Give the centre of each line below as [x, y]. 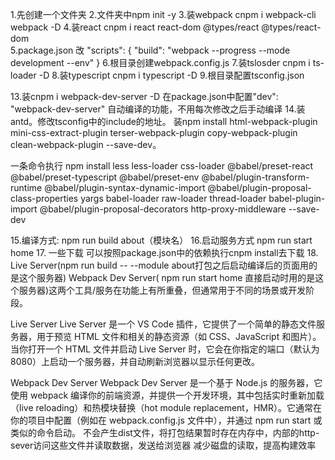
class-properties [44, 198]
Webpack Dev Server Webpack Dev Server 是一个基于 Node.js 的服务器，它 [166, 382]
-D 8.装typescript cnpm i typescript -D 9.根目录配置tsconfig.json [171, 75]
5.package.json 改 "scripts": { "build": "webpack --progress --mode [150, 50]
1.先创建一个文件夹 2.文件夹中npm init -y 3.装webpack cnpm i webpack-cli [163, 14]
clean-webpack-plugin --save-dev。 [86, 144]
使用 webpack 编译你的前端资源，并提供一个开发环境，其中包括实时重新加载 [167, 395]
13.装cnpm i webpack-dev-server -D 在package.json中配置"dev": [144, 96]
